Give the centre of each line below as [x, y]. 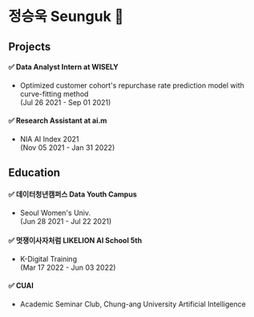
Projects [30, 46]
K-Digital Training [48, 258]
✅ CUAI [21, 286]
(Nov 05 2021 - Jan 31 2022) [67, 147]
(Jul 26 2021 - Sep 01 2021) [65, 102]
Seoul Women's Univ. [55, 213]
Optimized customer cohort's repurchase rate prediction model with [132, 85]
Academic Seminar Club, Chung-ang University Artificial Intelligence [133, 304]
